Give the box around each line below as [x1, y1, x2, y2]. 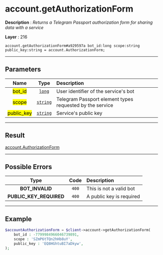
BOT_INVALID [20, 185, 52, 192]
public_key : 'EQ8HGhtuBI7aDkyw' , [14, 241, 83, 246]
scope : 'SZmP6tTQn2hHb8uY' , [14, 237, 73, 241]
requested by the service [56, 102, 114, 109]
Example [5, 215, 32, 223]
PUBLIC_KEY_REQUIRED [7, 193, 65, 200]
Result [5, 131, 25, 140]
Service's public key [56, 110, 103, 116]
